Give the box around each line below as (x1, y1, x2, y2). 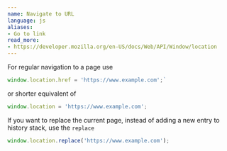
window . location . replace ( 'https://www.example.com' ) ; (7, 137, 170, 144)
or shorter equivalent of (7, 89, 77, 98)
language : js (7, 17, 46, 24)
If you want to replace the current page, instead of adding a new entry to (7, 116, 220, 124)
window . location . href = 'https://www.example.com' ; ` (7, 77, 167, 84)
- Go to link (7, 30, 46, 38)
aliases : (7, 23, 33, 30)
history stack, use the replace (7, 123, 94, 132)
